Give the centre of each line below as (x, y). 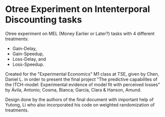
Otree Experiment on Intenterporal (78, 9)
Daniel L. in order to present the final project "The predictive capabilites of (82, 79)
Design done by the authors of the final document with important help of (80, 99)
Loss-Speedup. (28, 64)
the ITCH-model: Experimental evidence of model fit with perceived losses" (83, 84)
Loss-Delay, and (29, 59)
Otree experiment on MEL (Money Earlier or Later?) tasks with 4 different (80, 33)
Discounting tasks (44, 20)
